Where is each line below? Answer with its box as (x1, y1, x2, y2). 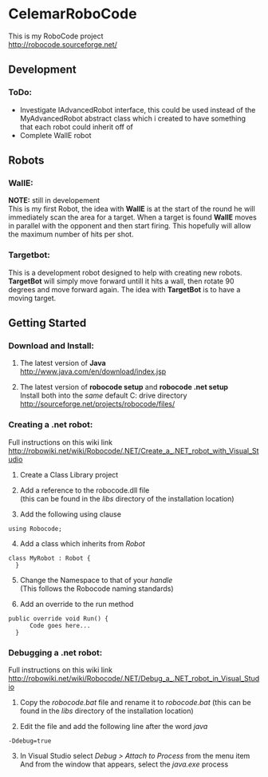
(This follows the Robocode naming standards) (19, 584, 174, 593)
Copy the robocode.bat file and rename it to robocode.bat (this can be (19, 697, 251, 707)
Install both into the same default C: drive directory (19, 390, 187, 400)
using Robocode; (8, 525, 62, 533)
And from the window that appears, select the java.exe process (19, 759, 229, 769)
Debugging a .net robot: (8, 647, 103, 658)
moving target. (8, 293, 57, 303)
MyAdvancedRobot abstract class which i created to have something (19, 113, 246, 123)
